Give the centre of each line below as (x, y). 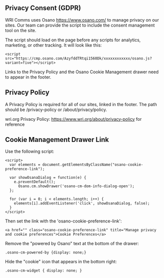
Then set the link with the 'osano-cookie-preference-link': (63, 221)
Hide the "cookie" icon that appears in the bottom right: (61, 262)
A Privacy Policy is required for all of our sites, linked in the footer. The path (81, 104)
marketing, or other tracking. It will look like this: (53, 45)
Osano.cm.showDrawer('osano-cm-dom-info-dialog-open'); (76, 186)
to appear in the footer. (28, 77)
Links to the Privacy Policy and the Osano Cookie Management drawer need (82, 72)
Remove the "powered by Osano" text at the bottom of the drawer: (72, 244)
